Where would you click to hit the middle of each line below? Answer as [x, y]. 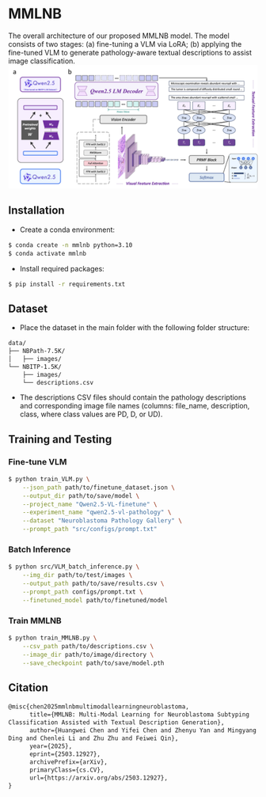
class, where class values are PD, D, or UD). [91, 414]
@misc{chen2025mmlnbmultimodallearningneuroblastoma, [99, 707]
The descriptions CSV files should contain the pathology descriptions [133, 397]
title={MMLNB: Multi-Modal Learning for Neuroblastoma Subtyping [139, 715]
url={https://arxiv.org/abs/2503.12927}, [99, 778]
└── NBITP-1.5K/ [35, 367]
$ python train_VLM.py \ [49, 479]
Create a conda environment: [67, 230]
